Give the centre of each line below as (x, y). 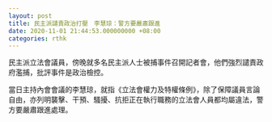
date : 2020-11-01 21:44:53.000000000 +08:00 (85, 31)
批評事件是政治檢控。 (72, 73)
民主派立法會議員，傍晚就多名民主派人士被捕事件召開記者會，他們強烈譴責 (132, 62)
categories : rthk (38, 38)
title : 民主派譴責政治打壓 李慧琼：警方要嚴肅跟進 (84, 23)
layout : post (30, 16)
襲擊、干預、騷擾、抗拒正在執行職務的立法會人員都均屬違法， (153, 100)
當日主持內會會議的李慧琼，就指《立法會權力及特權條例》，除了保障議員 (127, 90)
